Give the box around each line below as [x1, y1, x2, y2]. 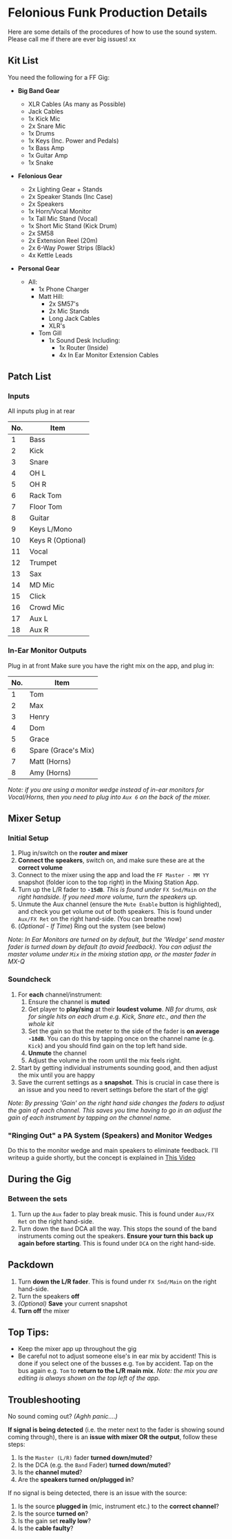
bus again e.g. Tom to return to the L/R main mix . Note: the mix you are [17, 1367, 218, 1375]
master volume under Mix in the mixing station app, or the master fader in [8, 950, 216, 959]
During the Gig [8, 1173, 72, 1185]
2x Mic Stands [48, 306, 90, 315]
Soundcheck [8, 974, 52, 984]
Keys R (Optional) [29, 536, 87, 545]
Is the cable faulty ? [17, 1524, 74, 1533]
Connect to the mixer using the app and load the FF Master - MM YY [17, 871, 209, 879]
